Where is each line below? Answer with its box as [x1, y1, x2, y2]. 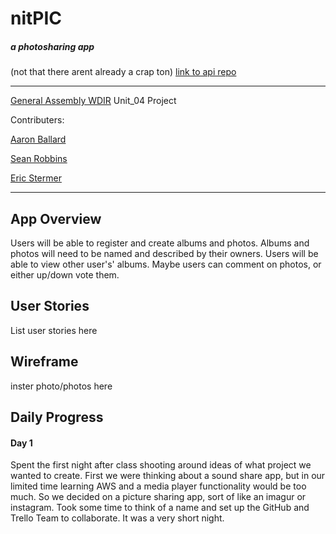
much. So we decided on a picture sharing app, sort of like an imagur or [10, 491, 307, 503]
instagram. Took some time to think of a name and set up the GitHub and [10, 502, 310, 514]
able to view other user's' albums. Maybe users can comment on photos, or [10, 258, 322, 270]
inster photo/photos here [10, 380, 113, 392]
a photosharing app [10, 40, 95, 52]
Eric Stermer [10, 172, 62, 184]
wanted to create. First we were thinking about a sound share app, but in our [10, 470, 326, 482]
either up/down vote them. [10, 268, 120, 281]
